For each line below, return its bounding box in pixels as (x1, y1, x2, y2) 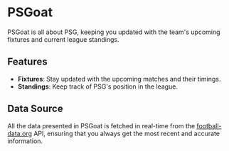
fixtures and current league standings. (7, 35, 119, 43)
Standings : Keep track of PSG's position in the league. (17, 82, 178, 91)
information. (7, 136, 43, 145)
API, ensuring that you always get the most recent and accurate (33, 129, 220, 138)
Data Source (7, 103, 63, 115)
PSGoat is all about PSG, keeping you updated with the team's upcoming (7, 28, 220, 36)
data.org (7, 129, 32, 138)
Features (7, 56, 48, 68)
